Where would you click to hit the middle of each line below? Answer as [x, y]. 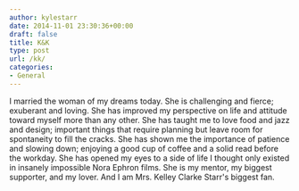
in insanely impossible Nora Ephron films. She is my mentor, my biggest [141, 167]
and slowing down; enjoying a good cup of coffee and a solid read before [144, 148]
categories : [31, 68]
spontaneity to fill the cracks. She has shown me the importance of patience [149, 138]
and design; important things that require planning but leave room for [136, 129]
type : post [29, 51]
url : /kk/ [28, 59]
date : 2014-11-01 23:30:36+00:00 [71, 26]
